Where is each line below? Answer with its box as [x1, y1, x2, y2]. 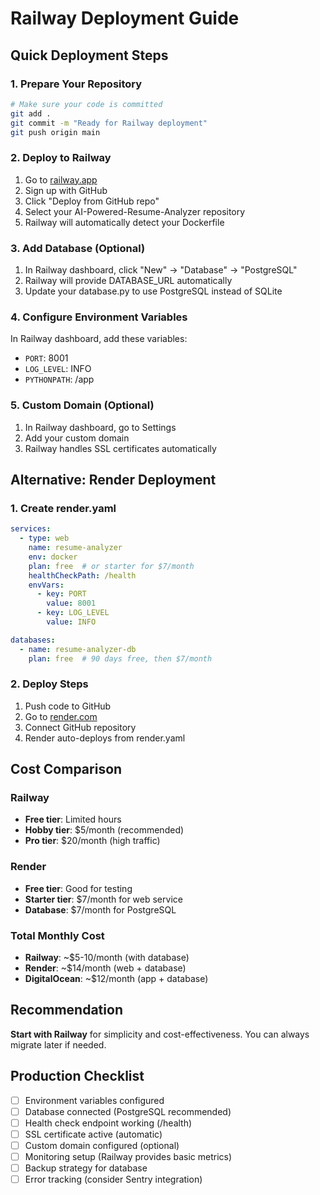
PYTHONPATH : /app [24, 373, 95, 386]
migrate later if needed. [10, 1038, 107, 1051]
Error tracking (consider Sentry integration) [24, 1173, 203, 1186]
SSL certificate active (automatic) [24, 1128, 163, 1140]
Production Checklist [10, 1068, 145, 1085]
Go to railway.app [24, 173, 98, 186]
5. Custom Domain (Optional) [10, 398, 155, 412]
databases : [10, 635, 56, 645]
